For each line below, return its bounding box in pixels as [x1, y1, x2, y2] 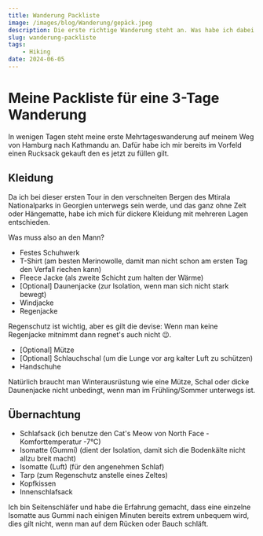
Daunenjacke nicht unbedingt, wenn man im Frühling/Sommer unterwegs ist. [8, 385, 256, 395]
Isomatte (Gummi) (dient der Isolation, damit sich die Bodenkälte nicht [19, 446, 246, 455]
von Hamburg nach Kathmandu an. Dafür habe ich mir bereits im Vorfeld [8, 140, 242, 149]
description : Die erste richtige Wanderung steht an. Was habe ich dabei [8, 26, 255, 34]
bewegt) [19, 289, 47, 299]
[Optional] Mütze [19, 345, 75, 354]
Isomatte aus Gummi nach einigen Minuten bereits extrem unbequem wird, [8, 511, 250, 520]
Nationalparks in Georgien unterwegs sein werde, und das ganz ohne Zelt [8, 200, 247, 210]
